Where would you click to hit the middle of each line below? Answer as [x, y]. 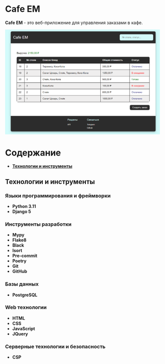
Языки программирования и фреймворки [58, 196]
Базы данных [22, 284]
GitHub [20, 271]
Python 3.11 [24, 206]
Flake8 [19, 240]
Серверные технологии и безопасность [55, 346]
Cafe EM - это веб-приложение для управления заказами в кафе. [74, 23]
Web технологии [26, 308]
